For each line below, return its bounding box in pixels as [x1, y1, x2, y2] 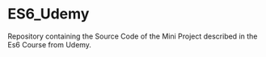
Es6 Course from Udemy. [7, 39, 92, 49]
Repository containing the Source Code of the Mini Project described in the [7, 31, 258, 41]
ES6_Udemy [7, 5, 90, 23]
